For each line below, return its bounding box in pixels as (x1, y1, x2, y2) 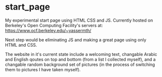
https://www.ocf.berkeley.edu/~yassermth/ (5, 27, 91, 33)
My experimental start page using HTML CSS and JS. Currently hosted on (5, 17, 153, 23)
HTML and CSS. (5, 42, 37, 48)
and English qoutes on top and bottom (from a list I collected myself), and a (5, 56, 156, 62)
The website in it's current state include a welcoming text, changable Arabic (5, 51, 157, 57)
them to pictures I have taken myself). (5, 66, 81, 72)
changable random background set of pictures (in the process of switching (5, 62, 155, 67)
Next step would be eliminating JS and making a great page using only (5, 37, 147, 42)
